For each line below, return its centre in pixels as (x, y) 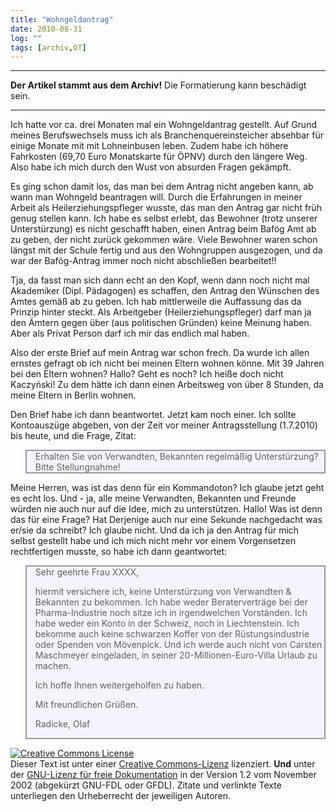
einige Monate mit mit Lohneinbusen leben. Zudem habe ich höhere (149, 146)
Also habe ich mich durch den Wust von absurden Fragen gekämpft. (151, 167)
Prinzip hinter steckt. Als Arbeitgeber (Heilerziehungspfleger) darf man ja (161, 312)
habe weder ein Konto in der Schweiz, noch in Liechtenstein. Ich (167, 623)
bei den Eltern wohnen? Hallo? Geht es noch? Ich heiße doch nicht (147, 374)
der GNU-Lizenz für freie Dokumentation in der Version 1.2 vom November (163, 775)
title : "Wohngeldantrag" (62, 19)
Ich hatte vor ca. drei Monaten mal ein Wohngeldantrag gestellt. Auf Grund (163, 125)
